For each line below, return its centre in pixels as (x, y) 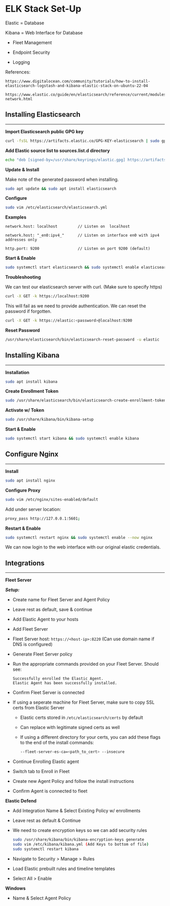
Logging (21, 62)
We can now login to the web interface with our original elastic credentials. (83, 547)
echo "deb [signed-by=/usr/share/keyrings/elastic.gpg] (65, 160)
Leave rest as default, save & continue (52, 609)
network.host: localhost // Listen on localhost (68, 227)
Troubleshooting (23, 277)
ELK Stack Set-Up (43, 9)
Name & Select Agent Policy (42, 898)
